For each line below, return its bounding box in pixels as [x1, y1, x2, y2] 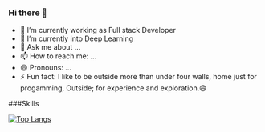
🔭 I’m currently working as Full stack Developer [19, 26, 177, 35]
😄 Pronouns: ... [19, 63, 72, 73]
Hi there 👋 [8, 7, 48, 18]
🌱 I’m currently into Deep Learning [19, 34, 134, 43]
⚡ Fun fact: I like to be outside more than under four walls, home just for [19, 72, 257, 82]
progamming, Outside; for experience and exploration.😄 [19, 83, 207, 93]
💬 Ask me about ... [19, 42, 81, 52]
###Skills [8, 99, 39, 109]
